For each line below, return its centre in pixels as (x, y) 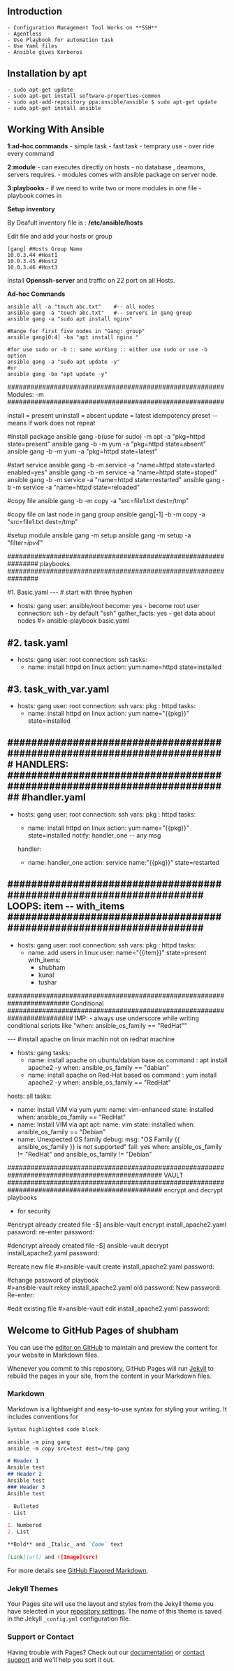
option (17, 356)
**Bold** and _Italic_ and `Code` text (65, 1545)
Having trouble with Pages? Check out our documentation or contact (106, 1652)
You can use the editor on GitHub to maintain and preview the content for (112, 1347)
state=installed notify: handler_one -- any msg (94, 835)
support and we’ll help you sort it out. (61, 1659)
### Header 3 (26, 1487)
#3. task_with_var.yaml (58, 689)
